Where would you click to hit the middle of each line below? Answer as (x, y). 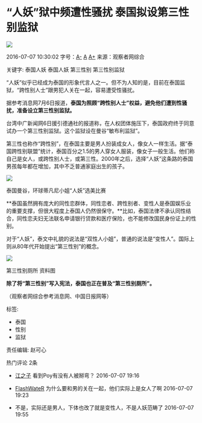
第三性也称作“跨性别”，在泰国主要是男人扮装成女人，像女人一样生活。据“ (97, 143)
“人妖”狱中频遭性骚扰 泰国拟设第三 (93, 12)
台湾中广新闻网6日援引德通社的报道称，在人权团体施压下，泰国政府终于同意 (100, 123)
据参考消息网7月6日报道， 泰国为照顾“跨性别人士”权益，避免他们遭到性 (94, 103)
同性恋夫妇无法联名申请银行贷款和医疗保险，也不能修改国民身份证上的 (104, 218)
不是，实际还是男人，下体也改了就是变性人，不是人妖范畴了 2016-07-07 (104, 407)
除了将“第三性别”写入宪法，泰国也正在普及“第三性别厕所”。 (81, 283)
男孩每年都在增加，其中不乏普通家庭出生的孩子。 (67, 166)
